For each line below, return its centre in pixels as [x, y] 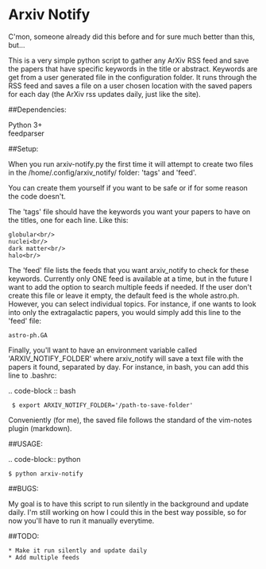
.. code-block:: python [44, 459]
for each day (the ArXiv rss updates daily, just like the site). [104, 94]
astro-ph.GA [28, 335]
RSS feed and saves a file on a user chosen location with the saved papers [130, 86]
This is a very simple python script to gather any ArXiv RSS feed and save [129, 60]
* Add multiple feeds [44, 557]
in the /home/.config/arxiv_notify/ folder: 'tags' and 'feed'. [102, 172]
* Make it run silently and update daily [78, 550]
